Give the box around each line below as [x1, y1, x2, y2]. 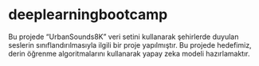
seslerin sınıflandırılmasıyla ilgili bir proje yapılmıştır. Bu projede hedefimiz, [8, 40, 253, 49]
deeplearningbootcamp [8, 6, 168, 24]
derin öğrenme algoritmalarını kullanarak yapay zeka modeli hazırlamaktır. [8, 49, 250, 58]
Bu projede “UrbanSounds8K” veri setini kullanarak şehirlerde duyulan [8, 32, 239, 41]
